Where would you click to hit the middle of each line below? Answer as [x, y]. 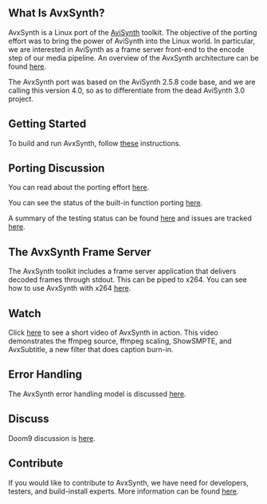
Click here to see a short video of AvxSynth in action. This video [113, 333]
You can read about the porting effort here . [79, 188]
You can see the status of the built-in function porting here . [106, 203]
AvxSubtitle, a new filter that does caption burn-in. [91, 350]
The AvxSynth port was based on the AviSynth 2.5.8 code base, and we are [132, 81]
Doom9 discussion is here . [52, 438]
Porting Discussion [57, 168]
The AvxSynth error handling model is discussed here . [97, 394]
